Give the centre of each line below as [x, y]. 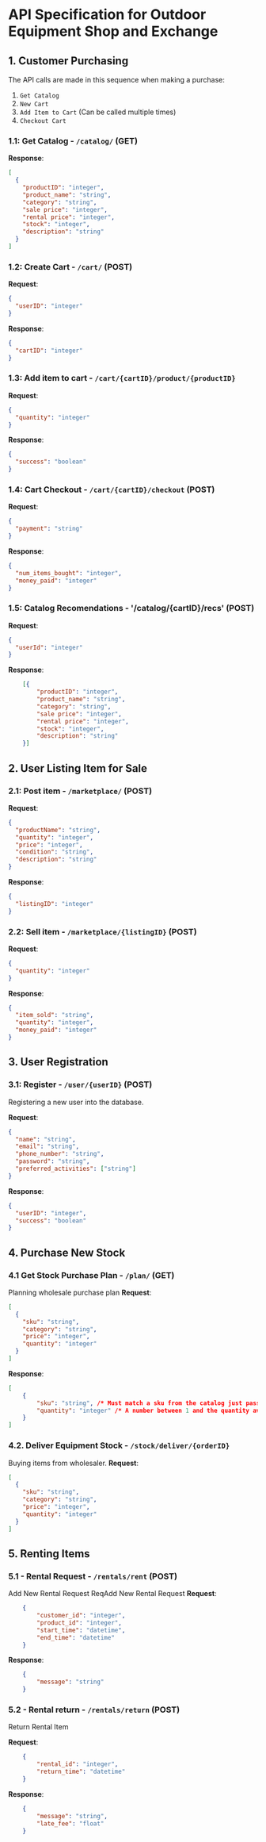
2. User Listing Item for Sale [78, 768]
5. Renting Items [49, 1554]
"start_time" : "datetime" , [81, 1630]
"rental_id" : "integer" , [78, 1764]
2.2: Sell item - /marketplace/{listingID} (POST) [103, 931]
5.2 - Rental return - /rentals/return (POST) [94, 1710]
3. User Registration [58, 1062]
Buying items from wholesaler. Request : [74, 1463]
